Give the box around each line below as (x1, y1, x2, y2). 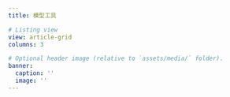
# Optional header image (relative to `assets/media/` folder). (8, 54, 224, 63)
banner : (8, 62, 34, 70)
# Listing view (8, 25, 58, 34)
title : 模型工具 (8, 11, 57, 20)
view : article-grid (8, 33, 72, 41)
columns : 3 (8, 40, 44, 48)
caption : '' (15, 69, 55, 77)
